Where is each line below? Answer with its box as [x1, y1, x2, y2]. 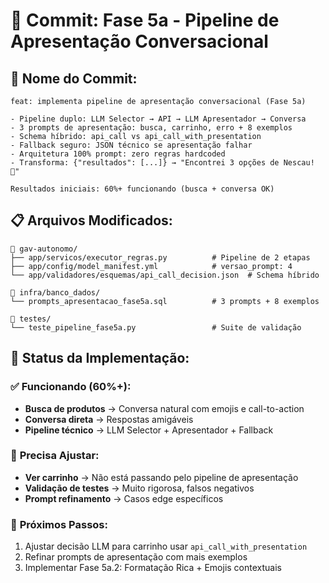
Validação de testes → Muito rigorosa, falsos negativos [24, 482, 255, 494]
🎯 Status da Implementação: [10, 350, 190, 367]
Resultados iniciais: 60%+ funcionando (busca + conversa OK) [10, 184, 275, 194]
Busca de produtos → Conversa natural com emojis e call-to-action [24, 402, 305, 414]
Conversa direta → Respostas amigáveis [24, 413, 194, 425]
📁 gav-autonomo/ [10, 244, 78, 254]
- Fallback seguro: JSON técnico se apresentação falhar [10, 140, 253, 150]
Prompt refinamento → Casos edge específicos [24, 492, 224, 504]
